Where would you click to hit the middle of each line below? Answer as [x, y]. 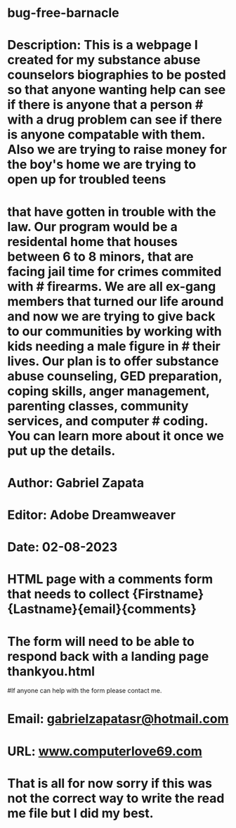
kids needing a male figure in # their [114, 346]
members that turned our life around [116, 301]
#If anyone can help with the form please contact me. [85, 691]
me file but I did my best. [80, 813]
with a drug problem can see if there [115, 120]
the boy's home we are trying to [102, 165]
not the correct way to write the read [116, 798]
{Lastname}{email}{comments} [102, 609]
